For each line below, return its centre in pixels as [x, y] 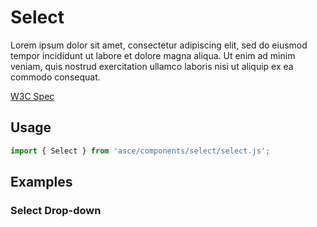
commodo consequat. [55, 77]
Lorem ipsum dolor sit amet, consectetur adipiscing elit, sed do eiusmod [159, 45]
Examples [41, 182]
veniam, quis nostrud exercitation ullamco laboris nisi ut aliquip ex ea [152, 66]
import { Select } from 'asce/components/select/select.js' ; [140, 151]
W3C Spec [32, 96]
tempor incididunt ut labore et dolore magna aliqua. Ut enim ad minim [153, 55]
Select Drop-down [56, 210]
